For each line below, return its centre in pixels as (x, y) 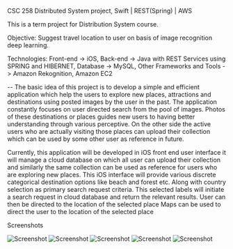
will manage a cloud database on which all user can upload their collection (114, 160)
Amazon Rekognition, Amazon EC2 (63, 74)
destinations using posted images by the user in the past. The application (112, 102)
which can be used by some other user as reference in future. (96, 139)
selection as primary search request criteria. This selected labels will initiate (116, 189)
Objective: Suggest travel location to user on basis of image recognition (110, 38)
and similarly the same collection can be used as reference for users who (112, 167)
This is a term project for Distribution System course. (83, 24)
